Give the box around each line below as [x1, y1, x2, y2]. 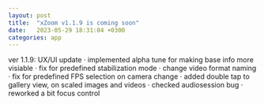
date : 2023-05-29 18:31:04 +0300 [8, 26, 126, 34]
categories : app [8, 33, 62, 42]
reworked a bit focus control [8, 88, 100, 98]
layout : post [8, 11, 51, 20]
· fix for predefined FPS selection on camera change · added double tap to [8, 72, 251, 81]
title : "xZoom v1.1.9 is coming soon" [8, 19, 140, 27]
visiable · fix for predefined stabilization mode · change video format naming [8, 64, 257, 73]
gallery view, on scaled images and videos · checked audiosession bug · [8, 80, 243, 90]
